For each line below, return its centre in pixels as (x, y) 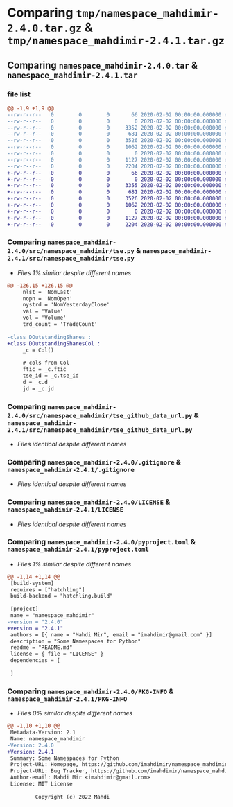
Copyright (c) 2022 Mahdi (72, 797)
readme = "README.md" (41, 648)
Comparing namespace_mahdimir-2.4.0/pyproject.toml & (102, 542)
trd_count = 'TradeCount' (60, 324)
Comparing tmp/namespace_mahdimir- (113, 13)
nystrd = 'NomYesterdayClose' (66, 305)
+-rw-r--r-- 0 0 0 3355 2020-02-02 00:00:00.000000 (114, 186)
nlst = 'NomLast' (48, 292)
